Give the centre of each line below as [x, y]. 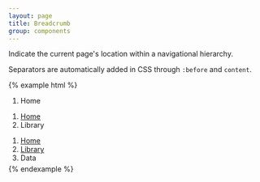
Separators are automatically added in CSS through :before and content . [130, 70]
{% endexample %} [41, 169]
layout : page [30, 16]
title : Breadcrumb [39, 23]
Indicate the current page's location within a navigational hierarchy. [121, 54]
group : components [39, 31]
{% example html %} [43, 85]
